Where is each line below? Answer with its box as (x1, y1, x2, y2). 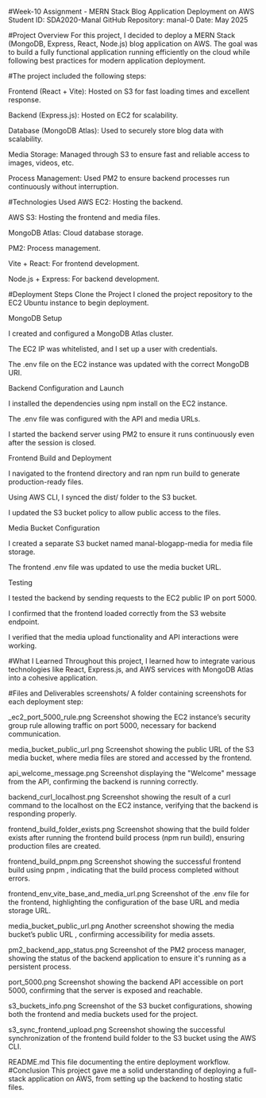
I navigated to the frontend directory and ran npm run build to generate (8, 468, 241, 478)
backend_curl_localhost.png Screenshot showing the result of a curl (8, 792, 231, 801)
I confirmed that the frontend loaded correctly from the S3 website (8, 609, 226, 618)
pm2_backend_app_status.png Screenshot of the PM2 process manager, (8, 945, 246, 954)
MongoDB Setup (8, 314, 63, 322)
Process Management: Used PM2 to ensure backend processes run (8, 174, 230, 183)
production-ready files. (8, 477, 84, 487)
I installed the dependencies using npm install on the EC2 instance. (8, 399, 228, 408)
